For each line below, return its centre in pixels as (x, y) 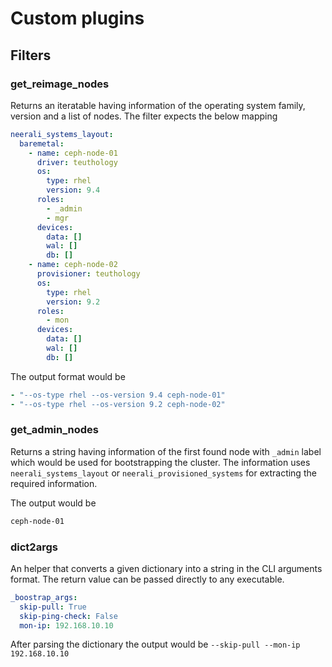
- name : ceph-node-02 (73, 265)
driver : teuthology (77, 162)
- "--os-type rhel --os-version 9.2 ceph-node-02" (118, 404)
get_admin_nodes (54, 430)
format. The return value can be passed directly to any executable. (147, 579)
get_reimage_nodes (60, 84)
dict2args (34, 547)
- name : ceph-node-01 (73, 153)
